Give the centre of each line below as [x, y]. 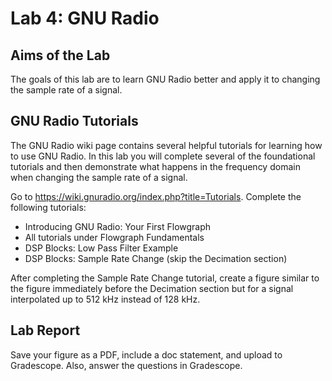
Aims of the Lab [60, 55]
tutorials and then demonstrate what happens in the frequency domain [155, 166]
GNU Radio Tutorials [74, 121]
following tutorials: [48, 207]
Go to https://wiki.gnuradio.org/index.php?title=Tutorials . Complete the [156, 196]
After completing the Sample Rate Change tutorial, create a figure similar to [165, 278]
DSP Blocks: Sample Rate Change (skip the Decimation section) [156, 258]
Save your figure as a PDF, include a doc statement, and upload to [146, 354]
